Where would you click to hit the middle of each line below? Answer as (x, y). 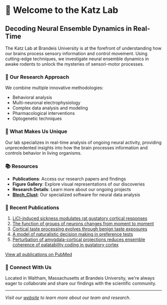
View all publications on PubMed (39, 254)
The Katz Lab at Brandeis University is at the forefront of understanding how (83, 48)
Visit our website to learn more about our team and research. (68, 298)
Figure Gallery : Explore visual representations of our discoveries (79, 184)
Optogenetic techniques (37, 118)
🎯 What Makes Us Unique (36, 131)
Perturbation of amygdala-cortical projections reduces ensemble (79, 240)
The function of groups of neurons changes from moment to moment (83, 224)
